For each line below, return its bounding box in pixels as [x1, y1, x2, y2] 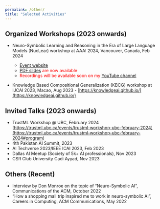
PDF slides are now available [19, 68, 77, 74]
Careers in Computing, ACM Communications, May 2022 [12, 198, 127, 204]
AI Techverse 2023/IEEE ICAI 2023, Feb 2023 [12, 146, 104, 152]
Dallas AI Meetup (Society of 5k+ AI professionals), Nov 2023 [12, 151, 137, 156]
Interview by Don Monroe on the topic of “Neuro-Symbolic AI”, [12, 183, 138, 189]
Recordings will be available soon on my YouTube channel [19, 73, 137, 78]
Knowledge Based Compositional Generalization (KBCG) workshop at [12, 82, 152, 88]
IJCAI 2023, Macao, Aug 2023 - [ [12, 87, 80, 93]
